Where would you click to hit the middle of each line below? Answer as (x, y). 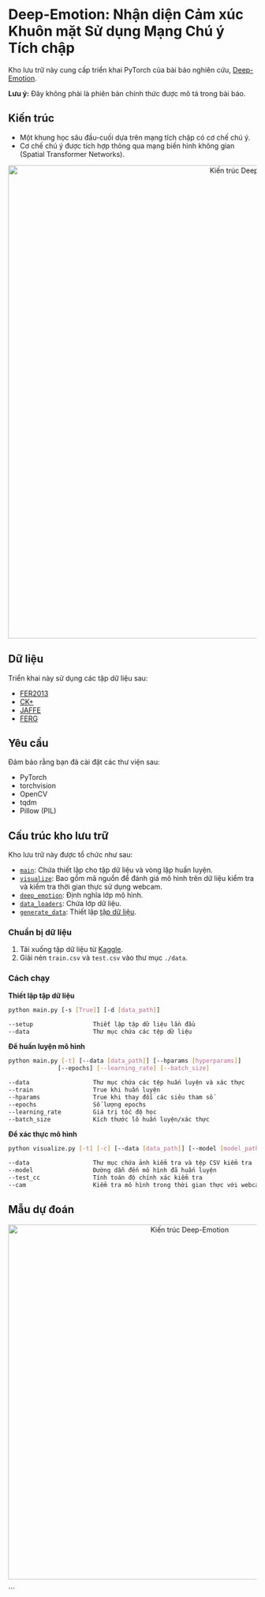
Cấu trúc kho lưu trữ (58, 836)
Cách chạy (29, 978)
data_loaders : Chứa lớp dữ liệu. (71, 904)
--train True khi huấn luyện (84, 1090)
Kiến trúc (32, 119)
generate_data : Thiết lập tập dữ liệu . (78, 912)
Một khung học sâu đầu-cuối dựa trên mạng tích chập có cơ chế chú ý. (135, 137)
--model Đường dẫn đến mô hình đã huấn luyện (112, 1170)
